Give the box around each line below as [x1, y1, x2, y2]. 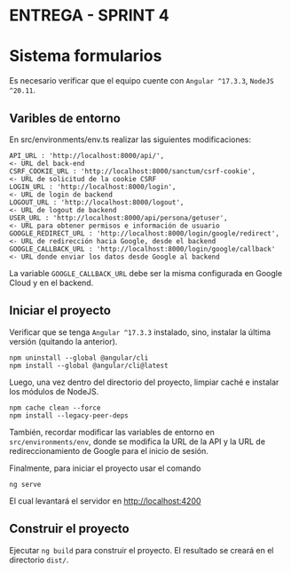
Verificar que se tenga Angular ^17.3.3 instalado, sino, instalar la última [9, 326, 271, 338]
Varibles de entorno [9, 110, 122, 125]
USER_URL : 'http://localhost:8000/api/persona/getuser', [9, 213, 228, 222]
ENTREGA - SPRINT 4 [9, 5, 170, 26]
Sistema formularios [9, 46, 162, 67]
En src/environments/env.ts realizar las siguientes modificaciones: [9, 134, 251, 145]
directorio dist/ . [9, 554, 69, 565]
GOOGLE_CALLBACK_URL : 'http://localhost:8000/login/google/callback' [9, 244, 276, 253]
